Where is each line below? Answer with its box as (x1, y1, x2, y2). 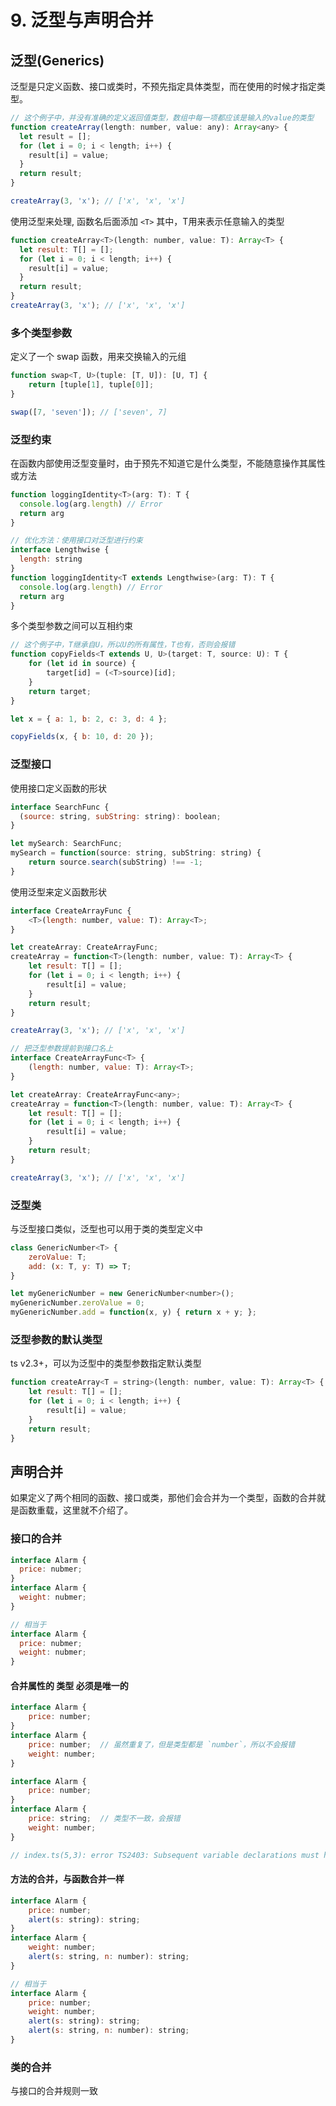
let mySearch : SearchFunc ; (10, 839, 123, 849)
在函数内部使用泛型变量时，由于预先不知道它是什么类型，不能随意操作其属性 (10, 457, 326, 469)
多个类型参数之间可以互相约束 (10, 620, 133, 632)
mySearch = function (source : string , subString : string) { (10, 848, 262, 858)
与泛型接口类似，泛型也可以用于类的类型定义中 (10, 1222, 203, 1235)
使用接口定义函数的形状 (10, 782, 107, 794)
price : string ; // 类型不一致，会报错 (28, 1814, 181, 1824)
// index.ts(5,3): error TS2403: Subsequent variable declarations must (10, 1850, 320, 1860)
